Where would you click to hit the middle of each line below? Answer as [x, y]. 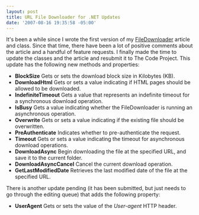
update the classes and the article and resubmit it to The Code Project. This [98, 58]
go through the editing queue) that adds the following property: [83, 195]
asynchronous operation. [45, 114]
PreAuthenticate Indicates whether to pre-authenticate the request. [98, 133]
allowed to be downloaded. [48, 89]
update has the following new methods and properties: [73, 65]
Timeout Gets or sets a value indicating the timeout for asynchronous [99, 139]
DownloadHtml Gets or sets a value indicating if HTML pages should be [102, 82]
